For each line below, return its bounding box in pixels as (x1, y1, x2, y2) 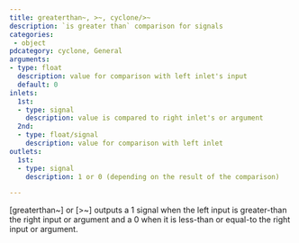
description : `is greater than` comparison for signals (9, 22, 223, 31)
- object (13, 38, 47, 48)
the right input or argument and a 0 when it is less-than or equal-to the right (9, 214, 291, 225)
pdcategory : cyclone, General (9, 47, 123, 56)
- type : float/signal (17, 130, 99, 139)
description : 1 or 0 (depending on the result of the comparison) (25, 172, 280, 181)
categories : (9, 30, 54, 39)
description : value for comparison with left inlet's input (17, 72, 248, 81)
